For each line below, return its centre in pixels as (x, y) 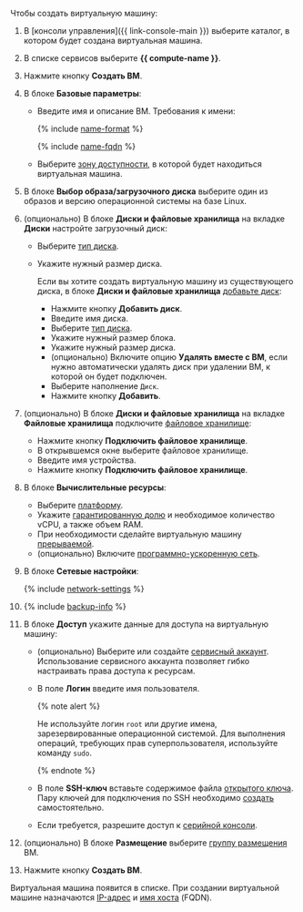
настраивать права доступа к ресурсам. (116, 671)
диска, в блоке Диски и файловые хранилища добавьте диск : (159, 291)
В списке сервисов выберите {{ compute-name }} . (122, 58)
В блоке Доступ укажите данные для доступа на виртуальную (146, 624)
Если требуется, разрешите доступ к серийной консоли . (147, 825)
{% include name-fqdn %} (86, 146)
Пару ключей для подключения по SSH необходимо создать (156, 798)
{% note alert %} (69, 706)
